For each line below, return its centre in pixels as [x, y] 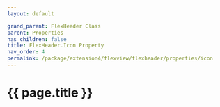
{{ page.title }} [50, 93]
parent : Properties [36, 33]
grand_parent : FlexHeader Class [54, 26]
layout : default [31, 14]
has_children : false [37, 39]
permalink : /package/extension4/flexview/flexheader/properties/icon [110, 59]
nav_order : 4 [26, 52]
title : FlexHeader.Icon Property [56, 46]
